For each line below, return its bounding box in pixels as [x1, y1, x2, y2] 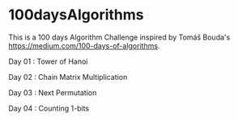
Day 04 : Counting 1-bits [8, 103, 90, 113]
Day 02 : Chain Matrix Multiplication [8, 72, 128, 81]
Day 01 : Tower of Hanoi [8, 56, 88, 66]
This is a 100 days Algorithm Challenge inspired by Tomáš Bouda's [8, 32, 231, 42]
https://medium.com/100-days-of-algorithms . [8, 40, 160, 50]
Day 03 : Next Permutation [8, 87, 97, 98]
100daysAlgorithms [8, 6, 144, 24]
